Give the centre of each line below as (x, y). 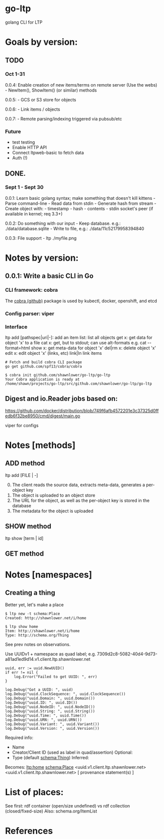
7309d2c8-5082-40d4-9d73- (127, 654)
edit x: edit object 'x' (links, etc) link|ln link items (53, 353)
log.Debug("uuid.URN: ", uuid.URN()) (44, 720)
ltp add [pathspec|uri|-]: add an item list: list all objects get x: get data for (79, 337)
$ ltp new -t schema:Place (33, 614)
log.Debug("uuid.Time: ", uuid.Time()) (46, 715)
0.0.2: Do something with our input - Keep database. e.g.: (63, 223)
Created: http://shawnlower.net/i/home (46, 618)
